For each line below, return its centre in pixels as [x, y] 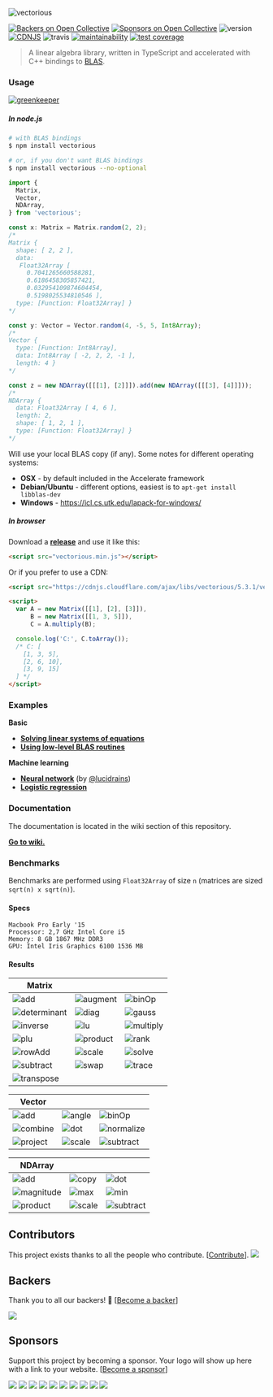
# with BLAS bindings [45, 138]
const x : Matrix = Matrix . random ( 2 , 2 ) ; [78, 228]
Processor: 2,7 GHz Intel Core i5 [67, 932]
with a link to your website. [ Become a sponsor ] [88, 1369]
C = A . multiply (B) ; [63, 625]
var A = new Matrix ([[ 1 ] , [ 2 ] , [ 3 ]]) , [82, 610]
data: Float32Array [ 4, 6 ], [67, 408]
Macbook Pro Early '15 [47, 925]
